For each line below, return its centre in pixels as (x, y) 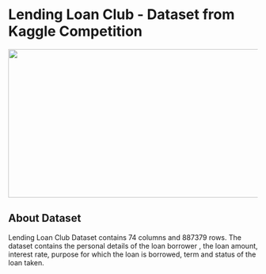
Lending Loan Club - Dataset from (122, 15)
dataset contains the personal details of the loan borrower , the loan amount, (133, 245)
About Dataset (45, 218)
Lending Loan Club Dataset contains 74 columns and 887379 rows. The (125, 237)
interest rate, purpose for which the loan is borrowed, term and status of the (132, 254)
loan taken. (27, 262)
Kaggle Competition (75, 31)
